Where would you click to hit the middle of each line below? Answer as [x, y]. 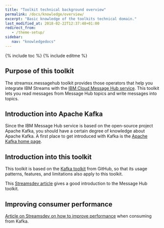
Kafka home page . [24, 142]
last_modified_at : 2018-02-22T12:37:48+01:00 [52, 23]
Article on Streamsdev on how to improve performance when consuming [78, 216]
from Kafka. [17, 221]
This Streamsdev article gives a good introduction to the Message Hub [76, 184]
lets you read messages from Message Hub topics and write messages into [81, 93]
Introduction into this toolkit [48, 157]
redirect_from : [21, 28]
